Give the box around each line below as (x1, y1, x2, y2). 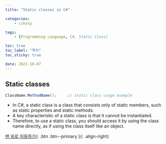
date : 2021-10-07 (5, 62, 41, 67)
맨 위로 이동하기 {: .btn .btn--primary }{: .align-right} (5, 134, 109, 140)
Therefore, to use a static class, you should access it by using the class (12, 118, 159, 124)
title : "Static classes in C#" (5, 7, 70, 12)
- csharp (14, 21, 32, 26)
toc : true (5, 43, 26, 49)
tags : (5, 30, 16, 35)
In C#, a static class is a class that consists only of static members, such (12, 102, 161, 108)
